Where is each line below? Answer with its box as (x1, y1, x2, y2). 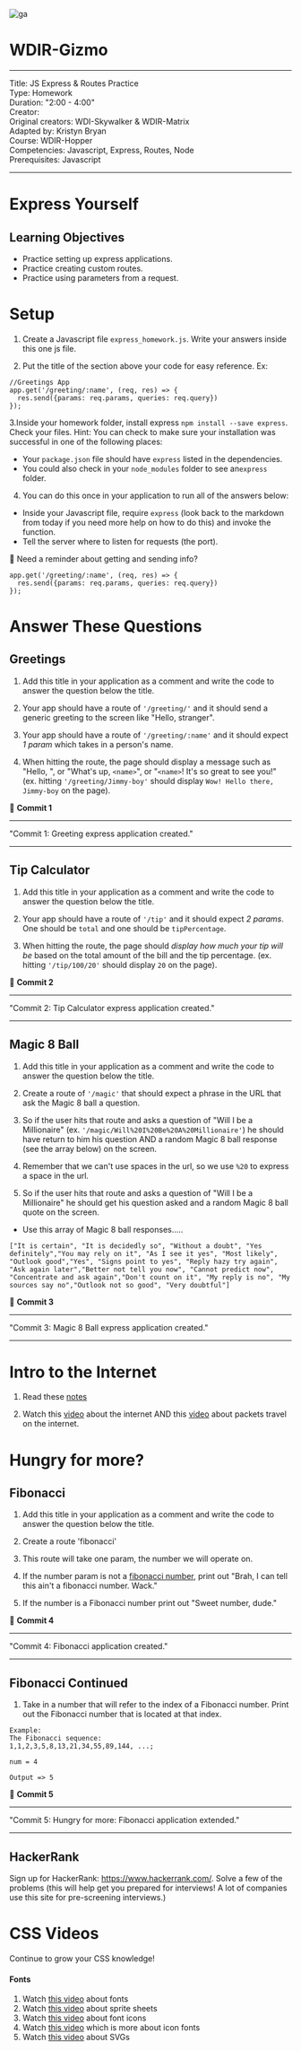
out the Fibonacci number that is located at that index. (21, 1709, 222, 1720)
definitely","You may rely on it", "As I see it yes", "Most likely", (9, 1249, 279, 1258)
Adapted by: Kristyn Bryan (9, 126, 107, 136)
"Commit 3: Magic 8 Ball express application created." (9, 1322, 209, 1332)
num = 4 (9, 1758, 39, 1767)
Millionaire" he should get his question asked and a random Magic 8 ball (21, 1197, 288, 1208)
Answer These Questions (9, 616, 202, 637)
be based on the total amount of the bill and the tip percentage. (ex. (21, 949, 271, 960)
